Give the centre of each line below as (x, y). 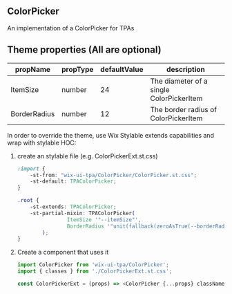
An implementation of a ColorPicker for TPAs (71, 28)
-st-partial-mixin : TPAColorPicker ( (83, 213)
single (160, 89)
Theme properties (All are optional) (85, 50)
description (186, 69)
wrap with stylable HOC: (42, 143)
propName (32, 69)
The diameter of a (179, 81)
